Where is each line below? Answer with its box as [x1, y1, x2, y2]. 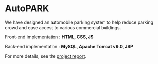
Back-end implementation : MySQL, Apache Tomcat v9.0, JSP [5, 43, 134, 49]
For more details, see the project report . [5, 53, 87, 59]
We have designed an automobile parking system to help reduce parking [5, 19, 154, 25]
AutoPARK [5, 3, 49, 14]
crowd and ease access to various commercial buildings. [5, 24, 121, 30]
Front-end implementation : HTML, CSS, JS [5, 34, 94, 40]
